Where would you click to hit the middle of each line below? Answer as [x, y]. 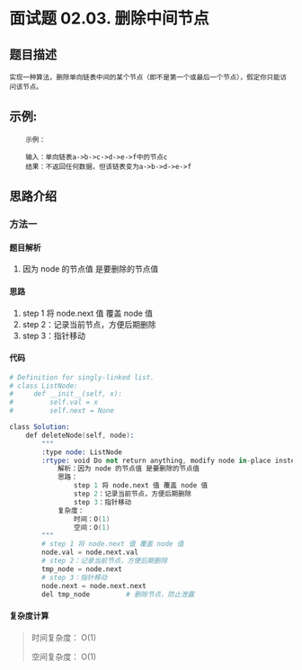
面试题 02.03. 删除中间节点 [109, 18]
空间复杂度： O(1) [64, 657]
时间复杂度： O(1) [64, 637]
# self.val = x [54, 402]
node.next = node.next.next [94, 585]
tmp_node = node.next [82, 569]
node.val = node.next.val [90, 553]
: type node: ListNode [82, 452]
